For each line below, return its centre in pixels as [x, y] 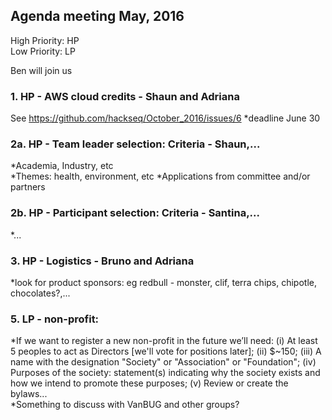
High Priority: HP [45, 40]
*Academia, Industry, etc [62, 166]
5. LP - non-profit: [55, 319]
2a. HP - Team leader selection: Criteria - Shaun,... [135, 144]
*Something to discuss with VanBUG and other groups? [125, 405]
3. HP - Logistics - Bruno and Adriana [102, 261]
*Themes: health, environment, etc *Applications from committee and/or [160, 176]
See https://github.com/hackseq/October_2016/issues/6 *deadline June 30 [165, 118]
